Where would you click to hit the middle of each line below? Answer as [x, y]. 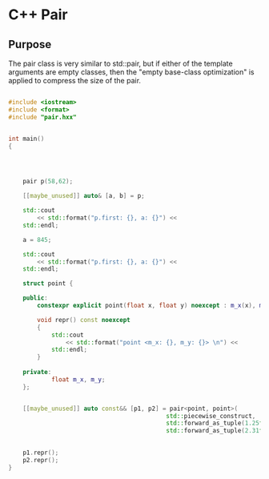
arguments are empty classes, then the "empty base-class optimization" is [131, 72]
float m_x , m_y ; [78, 379]
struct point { [48, 284]
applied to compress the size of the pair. [75, 81]
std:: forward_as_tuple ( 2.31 [213, 431]
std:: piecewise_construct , [211, 416]
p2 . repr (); [41, 460]
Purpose [30, 44]
